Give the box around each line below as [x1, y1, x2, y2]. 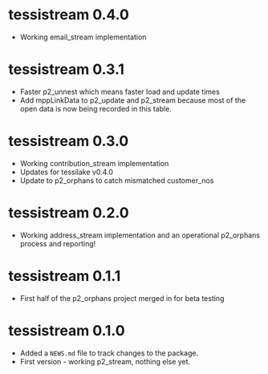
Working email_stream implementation [19, 32, 147, 42]
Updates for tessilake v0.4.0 [19, 167, 114, 177]
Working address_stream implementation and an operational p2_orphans [19, 230, 261, 240]
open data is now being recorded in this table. [19, 104, 173, 113]
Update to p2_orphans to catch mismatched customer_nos [19, 175, 214, 185]
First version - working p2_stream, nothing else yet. [19, 356, 191, 366]
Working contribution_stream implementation [19, 158, 169, 168]
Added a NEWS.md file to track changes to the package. [19, 348, 199, 358]
